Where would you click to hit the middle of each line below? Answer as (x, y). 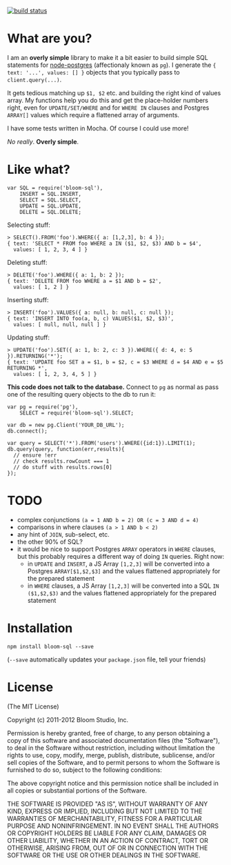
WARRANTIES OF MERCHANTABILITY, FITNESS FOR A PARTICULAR (104, 818)
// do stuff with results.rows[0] (63, 467)
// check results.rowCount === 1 (61, 461)
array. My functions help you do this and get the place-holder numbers (108, 100)
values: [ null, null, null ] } (60, 324)
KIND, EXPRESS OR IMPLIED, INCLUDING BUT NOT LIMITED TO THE (105, 811)
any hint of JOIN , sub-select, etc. (63, 534)
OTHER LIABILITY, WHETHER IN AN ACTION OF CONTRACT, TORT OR (108, 840)
